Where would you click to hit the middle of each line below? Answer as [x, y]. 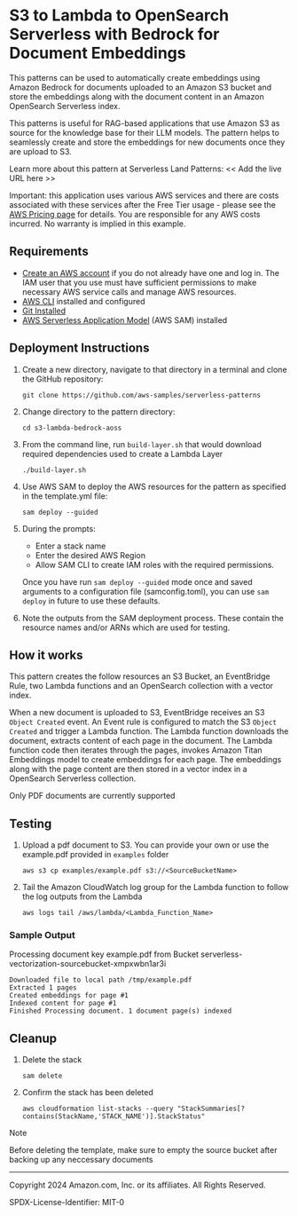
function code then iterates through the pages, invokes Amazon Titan [136, 750]
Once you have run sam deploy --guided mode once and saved [137, 581]
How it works [46, 655]
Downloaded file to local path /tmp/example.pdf [101, 980]
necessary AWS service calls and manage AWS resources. [129, 292]
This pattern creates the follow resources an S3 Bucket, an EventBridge [140, 676]
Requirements [49, 252]
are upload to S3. [41, 151]
